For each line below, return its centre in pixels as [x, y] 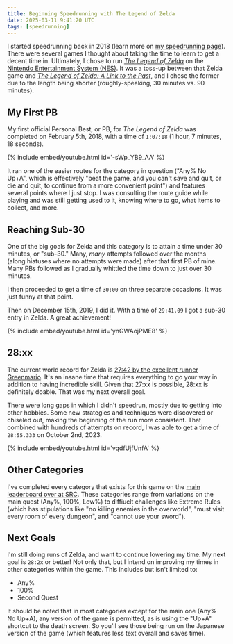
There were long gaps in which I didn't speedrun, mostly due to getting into [115, 405]
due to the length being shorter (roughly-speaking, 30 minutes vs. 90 [106, 83]
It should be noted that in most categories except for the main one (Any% [112, 611]
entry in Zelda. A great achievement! [59, 317]
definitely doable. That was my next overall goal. [76, 391]
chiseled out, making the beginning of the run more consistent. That [104, 420]
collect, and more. [33, 208]
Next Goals [32, 538]
